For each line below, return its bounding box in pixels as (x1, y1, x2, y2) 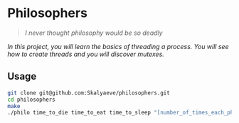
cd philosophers (7, 96, 55, 103)
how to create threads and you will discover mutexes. (7, 50, 165, 58)
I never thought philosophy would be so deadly (24, 28, 163, 37)
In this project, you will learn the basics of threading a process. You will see (7, 42, 229, 50)
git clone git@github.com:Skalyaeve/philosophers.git (7, 89, 171, 97)
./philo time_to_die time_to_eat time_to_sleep (7, 109, 152, 117)
